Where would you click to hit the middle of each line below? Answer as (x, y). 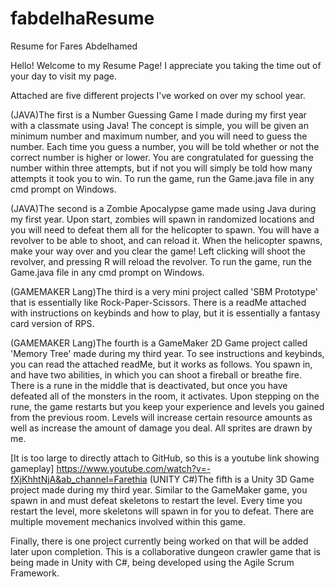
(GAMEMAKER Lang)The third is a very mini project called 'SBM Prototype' (164, 291)
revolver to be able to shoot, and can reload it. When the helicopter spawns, (166, 240)
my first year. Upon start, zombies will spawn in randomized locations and (162, 219)
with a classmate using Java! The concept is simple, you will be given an (159, 125)
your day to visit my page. (64, 76)
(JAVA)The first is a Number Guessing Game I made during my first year (158, 114)
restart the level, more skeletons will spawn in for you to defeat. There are (162, 511)
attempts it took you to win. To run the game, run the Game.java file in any (162, 178)
